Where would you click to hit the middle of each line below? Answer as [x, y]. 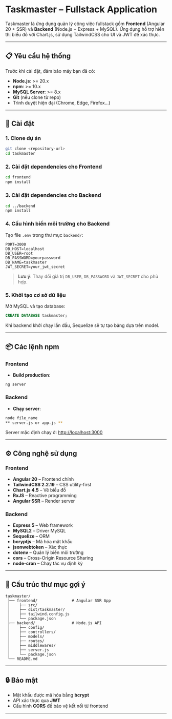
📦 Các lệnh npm [32, 347]
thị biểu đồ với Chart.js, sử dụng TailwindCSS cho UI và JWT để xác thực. [83, 34]
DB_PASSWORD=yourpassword [33, 258]
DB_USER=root [19, 253]
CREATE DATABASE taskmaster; [36, 315]
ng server [16, 385]
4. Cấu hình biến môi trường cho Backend [58, 224]
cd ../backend [20, 206]
